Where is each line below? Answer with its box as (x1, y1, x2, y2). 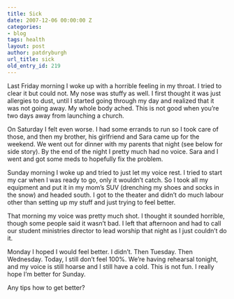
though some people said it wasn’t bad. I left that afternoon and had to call (7, 218, 221, 228)
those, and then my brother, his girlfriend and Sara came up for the (7, 132, 200, 141)
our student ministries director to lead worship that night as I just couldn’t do (7, 226, 227, 235)
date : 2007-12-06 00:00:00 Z (7, 17, 92, 24)
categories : (7, 23, 42, 30)
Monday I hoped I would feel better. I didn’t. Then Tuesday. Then (7, 247, 193, 256)
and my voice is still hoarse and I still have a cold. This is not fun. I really (7, 262, 214, 270)
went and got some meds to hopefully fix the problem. (7, 155, 163, 163)
